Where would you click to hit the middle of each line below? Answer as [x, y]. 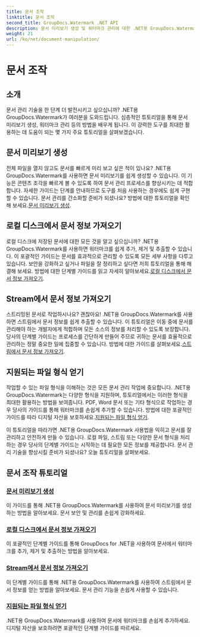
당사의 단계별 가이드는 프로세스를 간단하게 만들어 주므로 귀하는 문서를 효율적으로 [99, 337]
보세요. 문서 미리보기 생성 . [42, 205]
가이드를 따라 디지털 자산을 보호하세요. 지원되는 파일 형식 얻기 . [78, 418]
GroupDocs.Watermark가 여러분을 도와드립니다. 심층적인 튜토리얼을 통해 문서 [97, 117]
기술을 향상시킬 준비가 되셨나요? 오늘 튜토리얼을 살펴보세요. [81, 452]
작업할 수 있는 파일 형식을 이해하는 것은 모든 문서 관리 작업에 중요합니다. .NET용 [99, 388]
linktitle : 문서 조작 [30, 17]
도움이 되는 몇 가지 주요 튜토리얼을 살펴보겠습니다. [86, 132]
